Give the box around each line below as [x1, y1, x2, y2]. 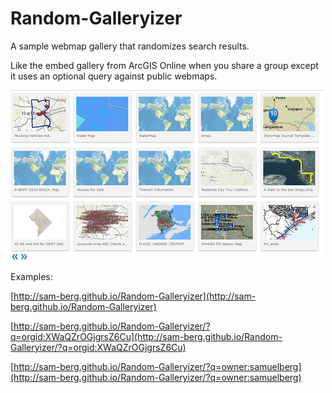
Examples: [10, 270, 53, 282]
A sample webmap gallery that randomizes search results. [10, 40, 250, 52]
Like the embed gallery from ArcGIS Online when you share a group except [10, 59, 319, 71]
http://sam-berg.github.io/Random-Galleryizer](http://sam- [13, 290, 257, 302]
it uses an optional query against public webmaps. [10, 70, 218, 82]
